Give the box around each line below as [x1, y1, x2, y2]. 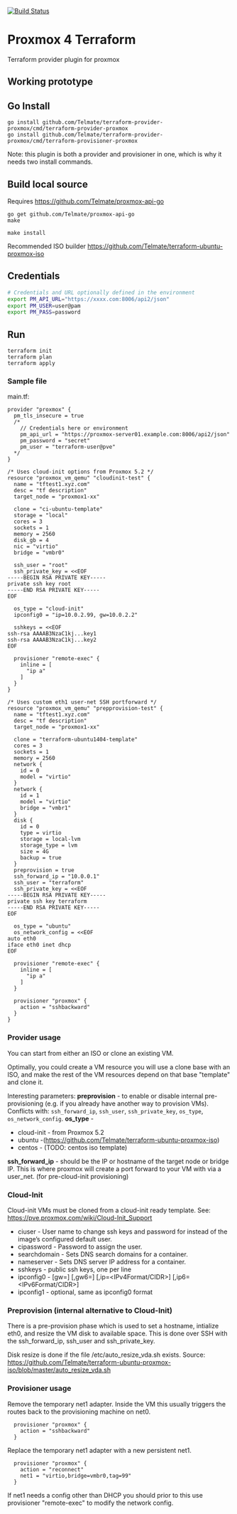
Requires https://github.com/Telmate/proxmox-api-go [7, 196, 165, 206]
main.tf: [7, 392, 30, 401]
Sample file [7, 376, 48, 386]
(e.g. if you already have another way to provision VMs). [45, 1099, 209, 1108]
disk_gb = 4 [13, 537, 50, 544]
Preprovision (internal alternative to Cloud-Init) [7, 1306, 172, 1316]
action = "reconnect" [20, 1466, 84, 1473]
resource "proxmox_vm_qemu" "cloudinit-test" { [7, 475, 151, 482]
